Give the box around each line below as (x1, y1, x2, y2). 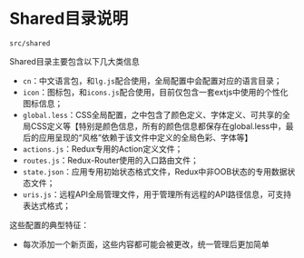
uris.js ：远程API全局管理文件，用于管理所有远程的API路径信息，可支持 (22, 188, 292, 200)
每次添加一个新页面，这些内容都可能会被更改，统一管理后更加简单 (22, 238, 270, 250)
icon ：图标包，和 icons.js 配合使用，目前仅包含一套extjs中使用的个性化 (22, 86, 289, 97)
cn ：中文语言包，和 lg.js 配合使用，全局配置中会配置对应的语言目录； (22, 74, 282, 86)
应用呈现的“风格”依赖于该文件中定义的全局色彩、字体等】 (38, 132, 253, 143)
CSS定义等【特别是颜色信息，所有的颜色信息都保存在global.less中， (30, 120, 286, 132)
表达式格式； (22, 200, 71, 211)
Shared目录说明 (9, 8, 129, 29)
